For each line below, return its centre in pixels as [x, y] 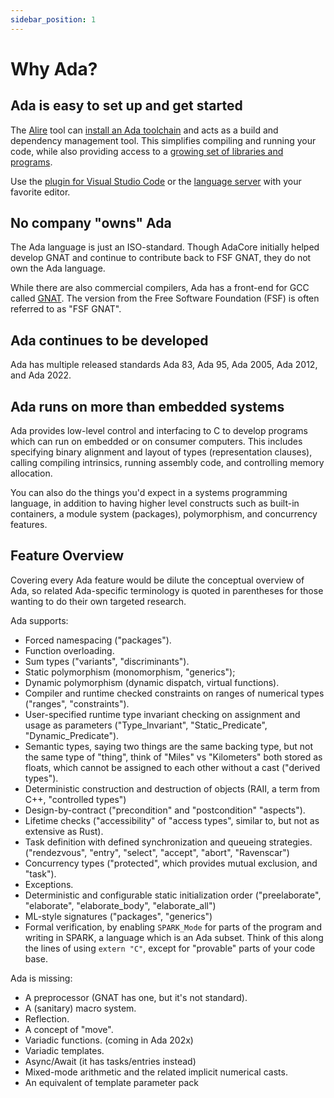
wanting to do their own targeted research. [98, 601]
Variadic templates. [64, 1050]
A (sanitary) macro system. [80, 1008]
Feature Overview [67, 556]
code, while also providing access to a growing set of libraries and [147, 151]
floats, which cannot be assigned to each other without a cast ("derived [172, 767]
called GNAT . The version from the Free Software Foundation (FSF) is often [165, 298]
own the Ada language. [58, 268]
